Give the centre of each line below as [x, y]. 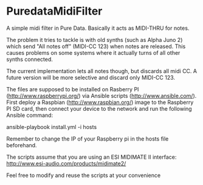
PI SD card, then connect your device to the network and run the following [99, 108]
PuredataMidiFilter [54, 11]
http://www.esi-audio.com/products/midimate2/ [66, 163]
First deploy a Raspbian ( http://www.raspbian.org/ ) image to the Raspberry [100, 102]
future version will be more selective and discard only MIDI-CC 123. [91, 77]
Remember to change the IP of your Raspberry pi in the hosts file [88, 139]
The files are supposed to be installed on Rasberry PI [73, 89]
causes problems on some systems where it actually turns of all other [93, 52]
